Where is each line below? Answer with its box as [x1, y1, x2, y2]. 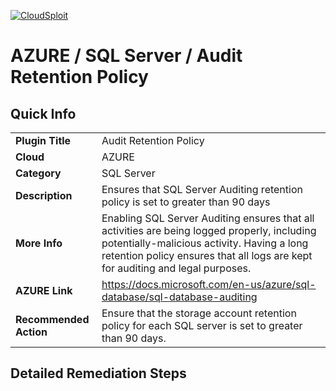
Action [15, 325, 48, 339]
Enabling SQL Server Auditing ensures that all [101, 211, 315, 225]
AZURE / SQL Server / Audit [10, 45, 243, 67]
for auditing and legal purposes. [101, 261, 252, 275]
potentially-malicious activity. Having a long [101, 236, 309, 250]
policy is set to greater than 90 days [101, 195, 271, 209]
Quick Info [10, 105, 77, 122]
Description [15, 189, 73, 202]
